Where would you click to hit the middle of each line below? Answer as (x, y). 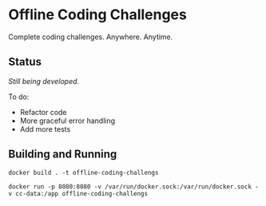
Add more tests (45, 129)
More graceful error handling (67, 121)
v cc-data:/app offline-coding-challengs (78, 193)
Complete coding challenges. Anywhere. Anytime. (91, 37)
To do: (19, 97)
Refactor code (43, 112)
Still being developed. (44, 81)
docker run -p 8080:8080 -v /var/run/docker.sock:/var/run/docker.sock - (134, 186)
